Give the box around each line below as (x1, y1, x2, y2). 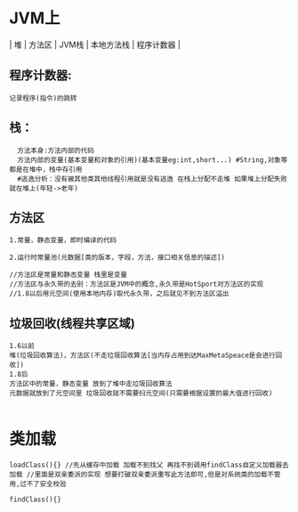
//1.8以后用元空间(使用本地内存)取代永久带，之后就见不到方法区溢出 (9, 289, 230, 298)
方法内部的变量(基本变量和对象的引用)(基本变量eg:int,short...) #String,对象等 (17, 155, 288, 165)
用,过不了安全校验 (9, 480, 67, 489)
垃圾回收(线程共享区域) (9, 315, 135, 330)
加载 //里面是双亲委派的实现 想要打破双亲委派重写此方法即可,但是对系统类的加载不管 (9, 470, 281, 479)
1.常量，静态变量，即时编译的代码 (9, 236, 117, 245)
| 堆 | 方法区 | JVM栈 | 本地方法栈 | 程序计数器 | (9, 39, 181, 50)
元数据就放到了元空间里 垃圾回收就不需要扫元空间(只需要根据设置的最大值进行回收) (9, 389, 273, 398)
